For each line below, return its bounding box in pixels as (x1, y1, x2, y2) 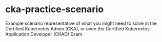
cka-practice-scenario (5, 4, 104, 15)
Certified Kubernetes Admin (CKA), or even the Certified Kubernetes (5, 25, 150, 31)
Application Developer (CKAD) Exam (5, 31, 83, 37)
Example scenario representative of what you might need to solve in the (5, 20, 157, 26)
